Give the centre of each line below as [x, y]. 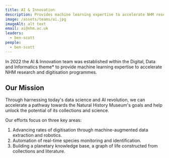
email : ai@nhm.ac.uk [27, 29]
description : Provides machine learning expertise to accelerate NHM [80, 15]
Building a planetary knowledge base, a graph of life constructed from [85, 146]
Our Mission [25, 88]
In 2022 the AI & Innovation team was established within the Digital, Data [80, 61]
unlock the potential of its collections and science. [57, 110]
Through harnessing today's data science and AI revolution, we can [75, 100]
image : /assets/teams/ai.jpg [36, 19]
